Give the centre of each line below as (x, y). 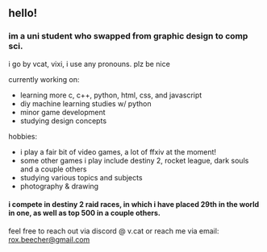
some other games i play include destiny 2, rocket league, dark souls (134, 160)
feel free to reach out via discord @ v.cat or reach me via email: (114, 231)
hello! (23, 13)
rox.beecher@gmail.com (49, 239)
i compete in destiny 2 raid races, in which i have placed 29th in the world (134, 204)
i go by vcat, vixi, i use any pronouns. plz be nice (90, 64)
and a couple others (53, 169)
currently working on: (44, 79)
